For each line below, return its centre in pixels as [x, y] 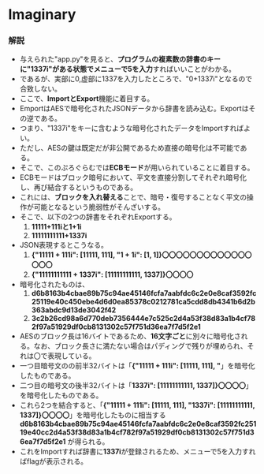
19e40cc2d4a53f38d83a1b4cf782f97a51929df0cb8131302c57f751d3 [137, 432]
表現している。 [71, 356]
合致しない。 [40, 89]
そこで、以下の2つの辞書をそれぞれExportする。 [98, 217]
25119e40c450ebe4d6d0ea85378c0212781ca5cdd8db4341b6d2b [143, 302]
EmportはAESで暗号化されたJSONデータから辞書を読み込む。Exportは [134, 109]
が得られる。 [88, 442]
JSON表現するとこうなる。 [64, 245]
